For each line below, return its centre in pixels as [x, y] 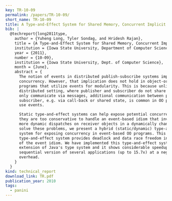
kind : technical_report [31, 171]
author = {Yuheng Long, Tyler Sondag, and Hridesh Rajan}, [79, 39]
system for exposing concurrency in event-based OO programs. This [92, 133]
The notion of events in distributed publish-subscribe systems [89, 77]
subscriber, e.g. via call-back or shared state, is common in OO [91, 100]
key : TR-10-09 [20, 10]
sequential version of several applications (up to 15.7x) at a [89, 152]
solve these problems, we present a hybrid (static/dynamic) [85, 128]
